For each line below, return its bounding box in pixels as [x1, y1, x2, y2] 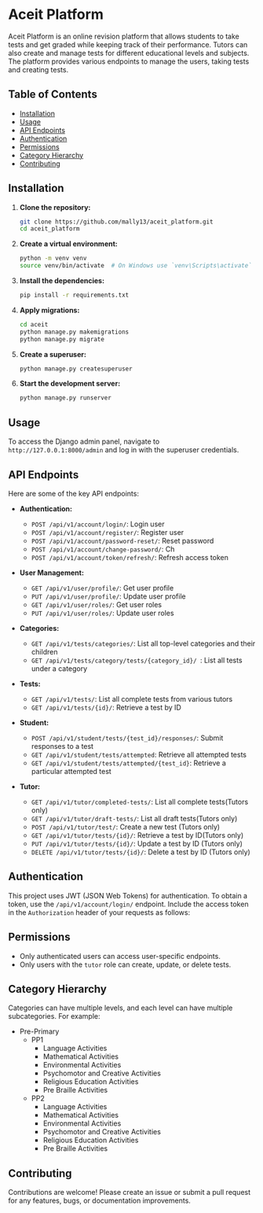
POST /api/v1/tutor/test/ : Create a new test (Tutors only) [31, 822, 221, 831]
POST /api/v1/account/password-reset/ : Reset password [31, 536, 214, 545]
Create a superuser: [19, 349, 86, 359]
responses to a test [31, 741, 94, 750]
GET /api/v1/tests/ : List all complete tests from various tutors [31, 694, 233, 703]
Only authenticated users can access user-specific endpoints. [19, 951, 221, 960]
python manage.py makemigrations [19, 328, 130, 336]
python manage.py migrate [19, 335, 104, 343]
